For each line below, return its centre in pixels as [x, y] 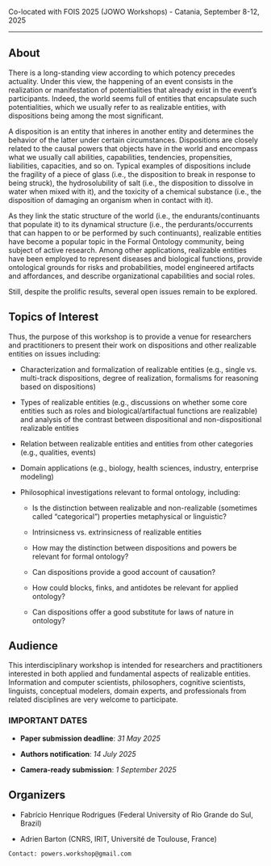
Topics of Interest [54, 317]
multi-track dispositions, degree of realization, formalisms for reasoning [139, 378]
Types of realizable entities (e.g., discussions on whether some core [133, 402]
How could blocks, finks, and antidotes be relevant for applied [135, 587]
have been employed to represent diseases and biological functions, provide [135, 259]
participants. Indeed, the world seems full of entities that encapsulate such [132, 98]
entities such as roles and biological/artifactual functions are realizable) [139, 411]
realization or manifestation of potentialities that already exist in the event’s [133, 90]
